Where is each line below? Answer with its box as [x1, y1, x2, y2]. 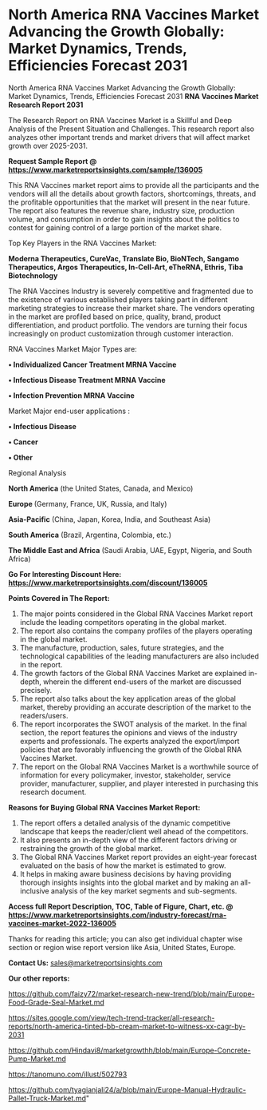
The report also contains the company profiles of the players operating [19, 626, 253, 635]
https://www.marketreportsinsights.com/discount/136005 [8, 578, 208, 587]
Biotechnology [8, 270, 58, 280]
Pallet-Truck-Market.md [8, 1093, 86, 1103]
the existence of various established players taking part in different [8, 294, 229, 304]
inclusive [19, 885, 49, 896]
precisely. [19, 685, 53, 694]
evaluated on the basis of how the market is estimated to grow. [19, 861, 226, 870]
